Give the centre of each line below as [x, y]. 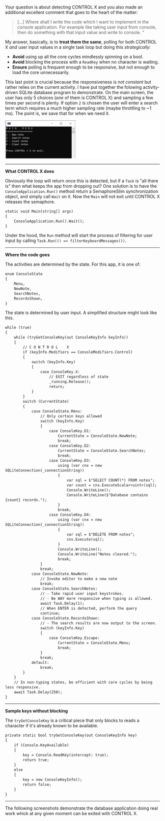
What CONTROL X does [30, 171]
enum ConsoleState [24, 274]
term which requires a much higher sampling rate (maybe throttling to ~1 [78, 108]
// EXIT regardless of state [79, 377]
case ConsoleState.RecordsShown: [65, 618]
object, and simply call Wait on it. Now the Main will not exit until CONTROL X [82, 197]
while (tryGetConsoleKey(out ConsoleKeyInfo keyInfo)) [71, 338]
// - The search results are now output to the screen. [98, 623]
